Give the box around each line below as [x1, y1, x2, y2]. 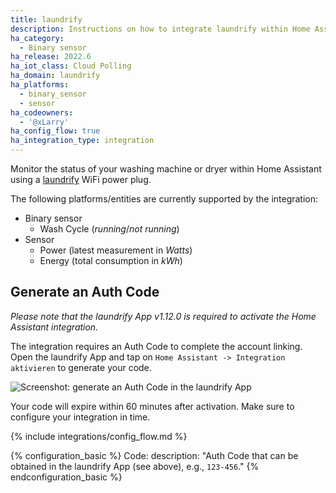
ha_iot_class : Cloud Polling [10, 61, 132, 71]
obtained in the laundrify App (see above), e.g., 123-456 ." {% [10, 460, 260, 472]
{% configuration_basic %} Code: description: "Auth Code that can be [10, 449, 299, 461]
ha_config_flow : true [10, 126, 101, 136]
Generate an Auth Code [10, 284, 160, 301]
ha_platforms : [10, 80, 70, 90]
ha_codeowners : [10, 107, 74, 118]
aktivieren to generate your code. [10, 361, 152, 373]
